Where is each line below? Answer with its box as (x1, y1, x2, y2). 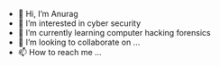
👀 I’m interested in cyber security (17, 18, 142, 29)
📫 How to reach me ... (17, 47, 102, 57)
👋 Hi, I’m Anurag (17, 9, 78, 19)
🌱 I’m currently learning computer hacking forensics (17, 28, 211, 37)
